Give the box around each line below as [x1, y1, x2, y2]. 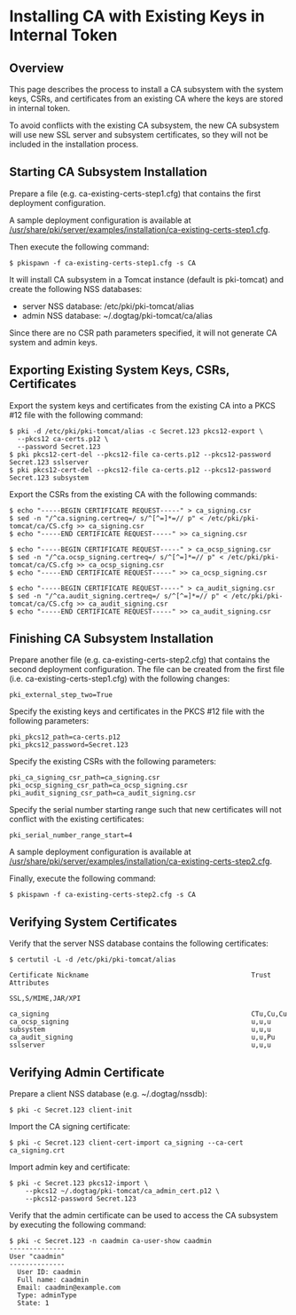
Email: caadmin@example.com [17, 1283, 121, 1293]
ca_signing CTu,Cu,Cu [9, 1010, 288, 1018]
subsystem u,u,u [9, 1026, 272, 1034]
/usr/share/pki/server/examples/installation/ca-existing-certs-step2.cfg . [9, 856, 273, 867]
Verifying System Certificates [9, 915, 177, 930]
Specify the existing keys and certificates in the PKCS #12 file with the [9, 706, 265, 717]
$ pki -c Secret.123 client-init [9, 1105, 133, 1115]
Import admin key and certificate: [9, 1161, 130, 1173]
